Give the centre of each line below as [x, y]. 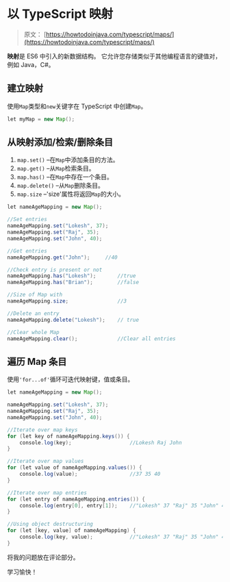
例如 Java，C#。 [31, 64]
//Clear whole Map [33, 332]
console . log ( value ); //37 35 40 [90, 474]
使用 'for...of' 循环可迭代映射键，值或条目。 [71, 379]
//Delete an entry [33, 313]
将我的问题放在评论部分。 [43, 557]
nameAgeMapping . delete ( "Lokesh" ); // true [73, 320]
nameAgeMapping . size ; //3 [67, 301]
